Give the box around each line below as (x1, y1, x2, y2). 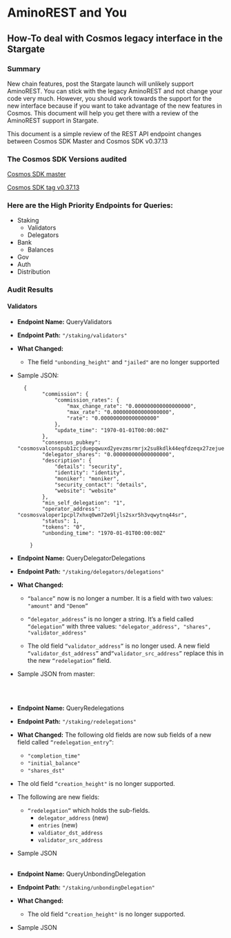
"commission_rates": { (54, 396, 120, 404)
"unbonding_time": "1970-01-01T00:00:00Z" (42, 529, 166, 536)
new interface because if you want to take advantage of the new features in (7, 102, 222, 110)
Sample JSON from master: (17, 669, 95, 678)
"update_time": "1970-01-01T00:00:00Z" (54, 426, 169, 433)
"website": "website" (54, 487, 117, 494)
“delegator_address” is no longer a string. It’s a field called (27, 615, 194, 623)
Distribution (17, 268, 50, 276)
